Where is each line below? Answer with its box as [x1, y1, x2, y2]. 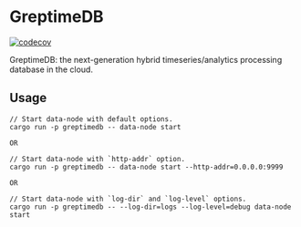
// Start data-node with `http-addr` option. [9, 154, 185, 163]
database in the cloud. [9, 64, 94, 75]
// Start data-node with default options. [9, 114, 173, 124]
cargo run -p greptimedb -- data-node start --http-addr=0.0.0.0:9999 [9, 162, 284, 171]
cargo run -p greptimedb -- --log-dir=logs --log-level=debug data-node [9, 202, 292, 212]
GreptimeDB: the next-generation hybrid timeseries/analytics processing [9, 54, 283, 65]
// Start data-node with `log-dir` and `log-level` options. [9, 194, 247, 203]
